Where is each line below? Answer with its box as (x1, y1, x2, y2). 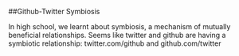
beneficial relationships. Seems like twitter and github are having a (8, 31, 226, 39)
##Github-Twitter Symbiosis (8, 7, 100, 16)
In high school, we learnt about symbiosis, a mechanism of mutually (8, 22, 231, 31)
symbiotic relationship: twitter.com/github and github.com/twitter (8, 39, 221, 48)
